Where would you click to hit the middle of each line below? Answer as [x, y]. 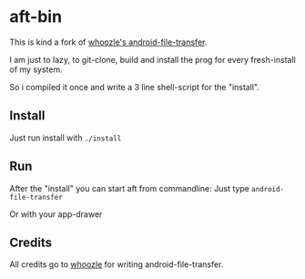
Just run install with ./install [66, 138]
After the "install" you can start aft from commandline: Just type [130, 188]
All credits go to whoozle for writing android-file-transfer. [117, 264]
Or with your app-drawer [56, 214]
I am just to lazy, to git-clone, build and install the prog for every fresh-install [152, 59]
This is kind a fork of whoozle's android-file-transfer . [108, 42]
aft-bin [36, 17]
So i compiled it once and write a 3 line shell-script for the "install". [134, 87]
